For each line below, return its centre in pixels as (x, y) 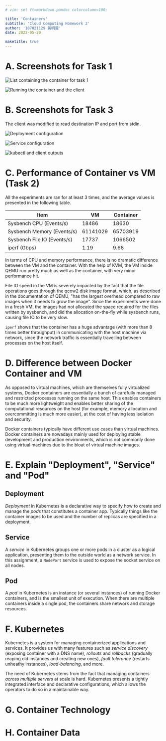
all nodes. (15, 565)
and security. (19, 419)
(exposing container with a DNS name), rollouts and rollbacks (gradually (79, 653)
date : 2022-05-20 (23, 33)
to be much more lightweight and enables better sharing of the (69, 403)
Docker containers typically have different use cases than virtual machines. (82, 429)
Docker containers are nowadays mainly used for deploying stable (73, 434)
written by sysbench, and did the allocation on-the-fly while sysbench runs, (83, 312)
